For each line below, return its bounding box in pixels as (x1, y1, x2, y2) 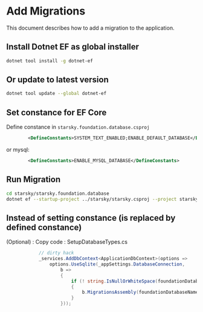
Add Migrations (6, 4, 86, 18)
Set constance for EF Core (6, 107, 107, 117)
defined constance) (6, 222, 82, 232)
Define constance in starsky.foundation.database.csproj (6, 123, 150, 131)
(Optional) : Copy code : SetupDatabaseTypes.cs (6, 238, 128, 245)
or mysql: (6, 146, 30, 153)
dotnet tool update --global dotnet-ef (6, 91, 107, 97)
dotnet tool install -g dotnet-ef (6, 57, 94, 64)
